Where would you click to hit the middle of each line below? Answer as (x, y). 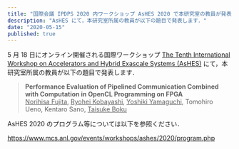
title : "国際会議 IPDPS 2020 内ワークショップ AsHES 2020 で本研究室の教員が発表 (119, 14)
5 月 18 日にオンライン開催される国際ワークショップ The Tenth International (119, 55)
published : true (31, 34)
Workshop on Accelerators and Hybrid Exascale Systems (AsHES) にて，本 (118, 64)
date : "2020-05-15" (36, 27)
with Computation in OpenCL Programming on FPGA (104, 94)
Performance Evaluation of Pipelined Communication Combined (122, 87)
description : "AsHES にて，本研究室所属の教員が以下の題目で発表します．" (107, 21)
